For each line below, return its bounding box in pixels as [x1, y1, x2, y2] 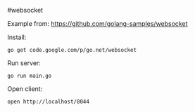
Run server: [7, 59, 41, 67]
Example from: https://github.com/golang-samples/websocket [7, 20, 188, 27]
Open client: [7, 85, 43, 93]
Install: [7, 33, 27, 41]
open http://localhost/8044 [7, 98, 90, 105]
